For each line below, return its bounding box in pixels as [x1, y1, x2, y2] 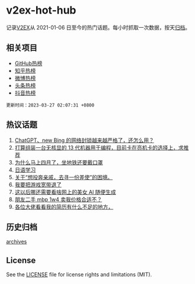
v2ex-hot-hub [6, 4, 77, 17]
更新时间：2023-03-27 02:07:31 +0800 [6, 102, 95, 108]
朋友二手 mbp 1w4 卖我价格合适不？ [14, 196, 102, 203]
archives [6, 238, 27, 246]
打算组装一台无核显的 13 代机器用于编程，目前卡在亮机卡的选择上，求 [14, 144, 184, 151]
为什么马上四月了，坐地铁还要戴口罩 [14, 159, 103, 166]
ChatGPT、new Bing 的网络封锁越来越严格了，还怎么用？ [14, 137, 155, 144]
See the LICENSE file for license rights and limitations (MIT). [6, 271, 152, 278]
